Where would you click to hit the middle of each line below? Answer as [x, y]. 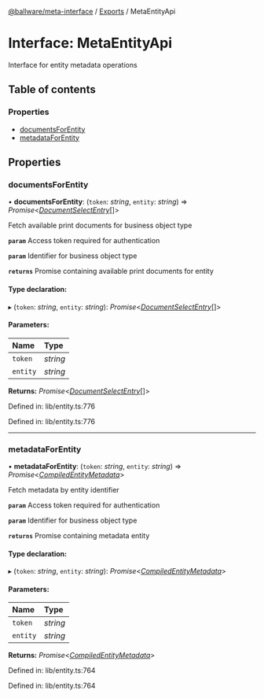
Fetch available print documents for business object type [100, 225]
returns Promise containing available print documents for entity [111, 271]
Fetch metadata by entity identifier [64, 490]
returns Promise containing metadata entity [79, 536]
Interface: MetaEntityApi [90, 43]
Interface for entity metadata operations [73, 65]
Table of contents [52, 90]
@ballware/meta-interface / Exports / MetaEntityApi [92, 11]
